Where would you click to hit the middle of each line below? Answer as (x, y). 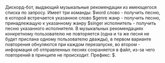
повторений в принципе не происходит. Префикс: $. (61, 55)
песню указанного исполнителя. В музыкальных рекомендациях (74, 28)
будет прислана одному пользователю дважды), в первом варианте (78, 39)
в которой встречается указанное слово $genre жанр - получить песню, (83, 18)
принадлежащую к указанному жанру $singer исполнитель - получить (81, 23)
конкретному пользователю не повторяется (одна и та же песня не (77, 34)
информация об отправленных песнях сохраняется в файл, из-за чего (80, 50)
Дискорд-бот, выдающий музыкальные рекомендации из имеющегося (81, 7)
